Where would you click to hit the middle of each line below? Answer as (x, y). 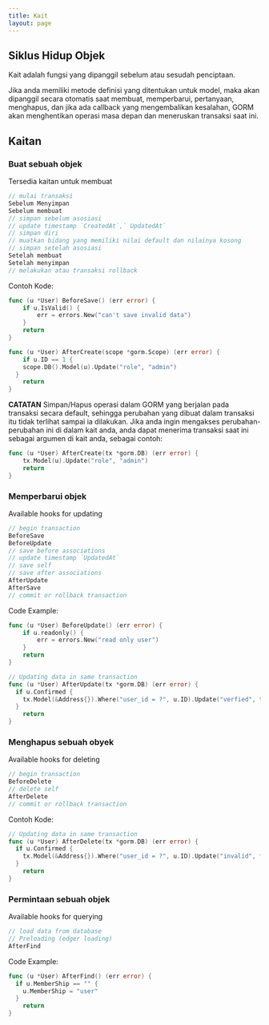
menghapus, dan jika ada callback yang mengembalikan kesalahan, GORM (131, 107)
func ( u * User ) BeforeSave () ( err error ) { (82, 300)
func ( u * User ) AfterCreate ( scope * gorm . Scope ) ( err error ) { (114, 352)
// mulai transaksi (41, 196)
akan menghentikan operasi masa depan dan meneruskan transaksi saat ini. (133, 116)
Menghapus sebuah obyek (61, 742)
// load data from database (55, 931)
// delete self (34, 790)
